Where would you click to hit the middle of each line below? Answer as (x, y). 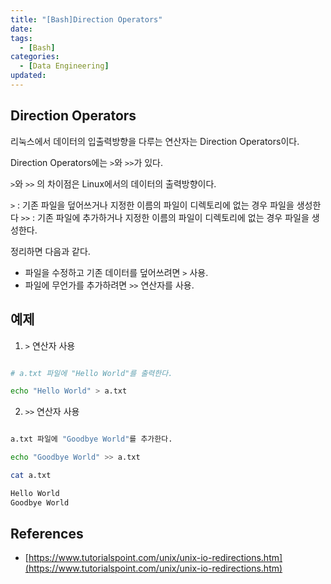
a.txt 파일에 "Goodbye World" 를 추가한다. (91, 439)
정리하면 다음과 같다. (50, 251)
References (47, 534)
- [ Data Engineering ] (64, 66)
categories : (35, 57)
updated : (28, 76)
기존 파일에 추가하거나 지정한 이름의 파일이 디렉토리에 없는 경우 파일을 (173, 217)
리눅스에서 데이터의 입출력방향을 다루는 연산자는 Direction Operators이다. (155, 141)
